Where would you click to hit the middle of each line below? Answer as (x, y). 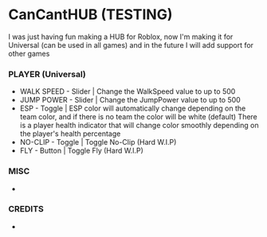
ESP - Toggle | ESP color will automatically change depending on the (133, 108)
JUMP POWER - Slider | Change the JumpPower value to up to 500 (130, 100)
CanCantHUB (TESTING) (90, 15)
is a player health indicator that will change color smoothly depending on (139, 126)
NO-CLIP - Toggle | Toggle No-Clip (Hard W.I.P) (98, 142)
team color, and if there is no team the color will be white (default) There (138, 117)
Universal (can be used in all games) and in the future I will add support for (131, 45)
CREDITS (26, 209)
